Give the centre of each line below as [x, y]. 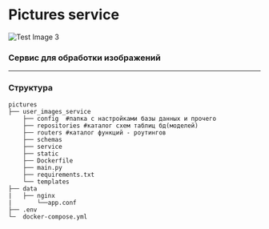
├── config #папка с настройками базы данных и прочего [120, 119]
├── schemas [42, 139]
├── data [23, 189]
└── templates [46, 182]
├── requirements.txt [58, 175]
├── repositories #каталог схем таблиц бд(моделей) [110, 126]
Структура [31, 88]
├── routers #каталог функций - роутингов [94, 133]
